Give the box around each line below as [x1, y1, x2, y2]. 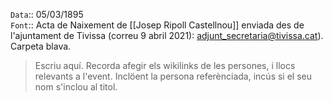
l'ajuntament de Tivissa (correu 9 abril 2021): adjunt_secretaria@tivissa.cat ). [10, 30, 324, 41]
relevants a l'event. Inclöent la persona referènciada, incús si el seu [34, 70, 313, 82]
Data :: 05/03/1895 [10, 9, 84, 20]
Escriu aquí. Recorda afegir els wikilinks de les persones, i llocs [34, 60, 296, 71]
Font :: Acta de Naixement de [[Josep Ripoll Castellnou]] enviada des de [10, 19, 305, 31]
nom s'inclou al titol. [34, 81, 118, 93]
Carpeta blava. [10, 40, 72, 52]
